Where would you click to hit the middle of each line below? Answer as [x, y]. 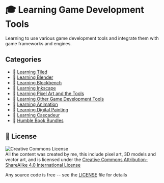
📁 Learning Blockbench [37, 82]
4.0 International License [55, 165]
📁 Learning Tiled [30, 72]
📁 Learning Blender [33, 77]
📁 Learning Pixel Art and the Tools [48, 93]
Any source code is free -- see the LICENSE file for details [66, 175]
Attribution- [136, 159]
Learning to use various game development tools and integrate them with [82, 38]
